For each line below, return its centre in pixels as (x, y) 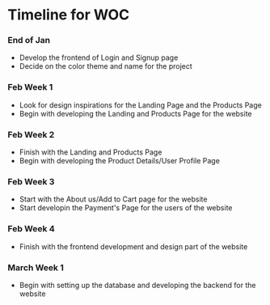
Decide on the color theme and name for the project (106, 66)
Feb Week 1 (30, 87)
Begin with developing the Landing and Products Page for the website (135, 113)
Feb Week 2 (31, 134)
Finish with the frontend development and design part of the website (133, 246)
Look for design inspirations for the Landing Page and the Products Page (140, 105)
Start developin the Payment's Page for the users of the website (126, 208)
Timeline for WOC (69, 15)
